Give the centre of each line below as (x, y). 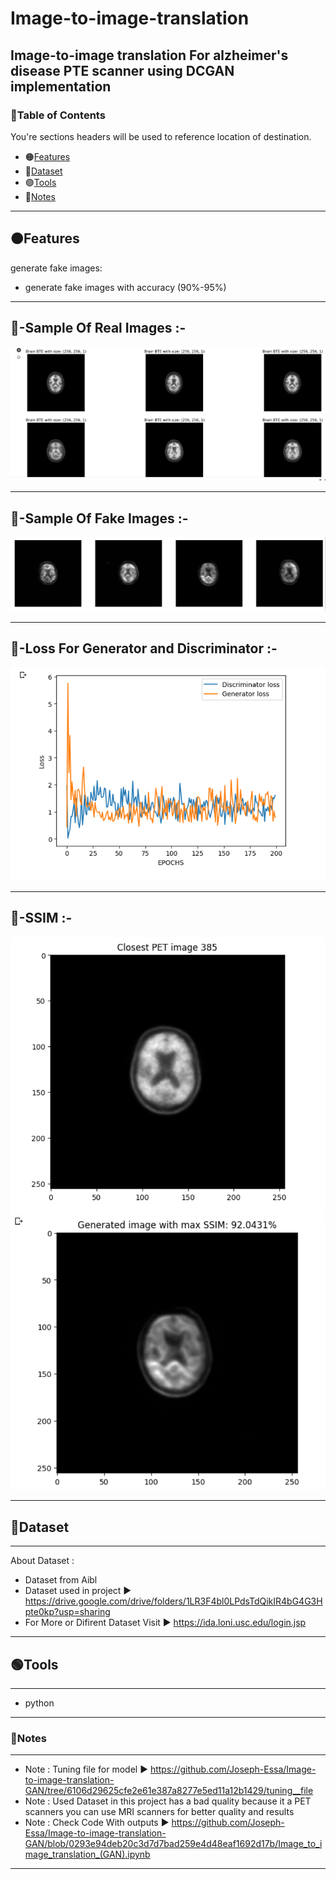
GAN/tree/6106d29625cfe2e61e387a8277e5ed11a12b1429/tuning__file (169, 1791)
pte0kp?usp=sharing (67, 1612)
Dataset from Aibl (61, 1580)
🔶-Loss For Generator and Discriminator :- (144, 648)
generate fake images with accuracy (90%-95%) (125, 287)
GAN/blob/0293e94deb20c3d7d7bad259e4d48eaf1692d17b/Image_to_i (173, 1844)
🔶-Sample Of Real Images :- (98, 328)
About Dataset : (42, 1561)
